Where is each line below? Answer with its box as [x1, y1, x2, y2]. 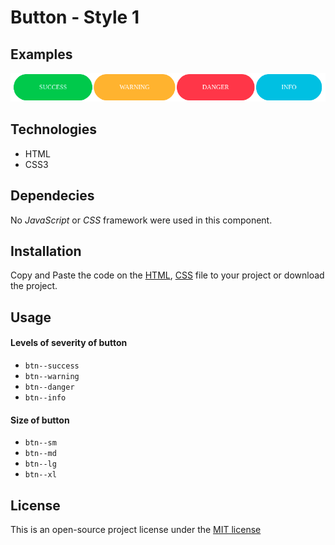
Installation [10, 242, 82, 260]
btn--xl [24, 470, 57, 480]
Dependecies [10, 187, 95, 205]
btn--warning [24, 371, 80, 381]
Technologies [10, 121, 98, 138]
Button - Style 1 [10, 6, 140, 29]
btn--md [24, 449, 57, 459]
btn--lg [24, 459, 57, 470]
